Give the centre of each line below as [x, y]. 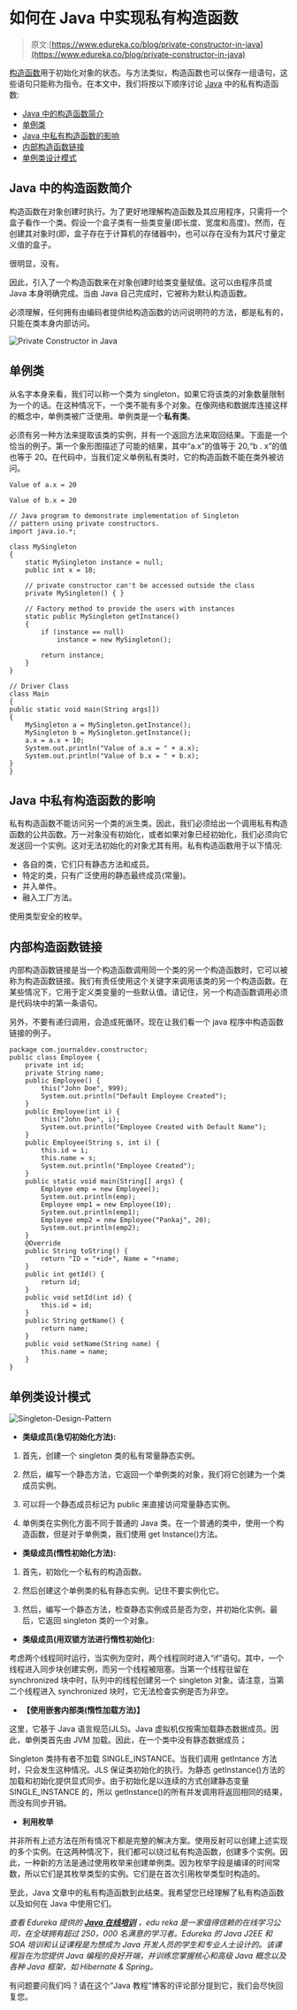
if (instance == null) [83, 632]
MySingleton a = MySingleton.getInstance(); [108, 725]
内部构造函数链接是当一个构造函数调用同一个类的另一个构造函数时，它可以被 [148, 970]
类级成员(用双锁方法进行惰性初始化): [88, 1639]
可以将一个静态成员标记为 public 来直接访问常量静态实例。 [128, 1504]
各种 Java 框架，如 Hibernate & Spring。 [84, 1967]
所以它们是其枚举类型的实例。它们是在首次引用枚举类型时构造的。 [145, 1874]
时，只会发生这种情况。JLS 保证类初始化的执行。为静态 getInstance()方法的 [147, 1770]
